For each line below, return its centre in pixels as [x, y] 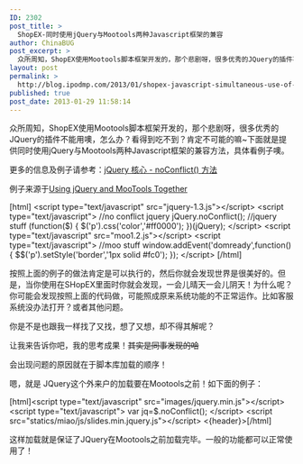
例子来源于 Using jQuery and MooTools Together [98, 189]
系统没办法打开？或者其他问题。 [69, 307]
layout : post [34, 68]
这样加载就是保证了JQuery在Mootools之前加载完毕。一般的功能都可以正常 [147, 440]
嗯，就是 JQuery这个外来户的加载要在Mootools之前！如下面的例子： [136, 384]
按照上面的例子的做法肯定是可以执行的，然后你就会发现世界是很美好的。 [143, 273]
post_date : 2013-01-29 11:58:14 [70, 101]
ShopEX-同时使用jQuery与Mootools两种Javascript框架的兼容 [120, 34]
